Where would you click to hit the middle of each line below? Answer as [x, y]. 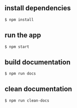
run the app [23, 35]
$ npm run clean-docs [27, 101]
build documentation [38, 62]
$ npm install [19, 19]
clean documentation [38, 89]
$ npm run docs [20, 74]
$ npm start [17, 47]
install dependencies [38, 8]
